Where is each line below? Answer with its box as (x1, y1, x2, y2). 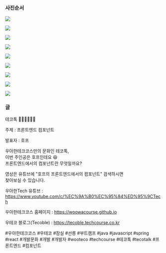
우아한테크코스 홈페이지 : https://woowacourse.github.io (5, 209, 117, 215)
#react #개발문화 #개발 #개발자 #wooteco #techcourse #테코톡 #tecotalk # (5, 236, 156, 242)
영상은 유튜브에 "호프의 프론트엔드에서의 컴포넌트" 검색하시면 (5, 171, 124, 177)
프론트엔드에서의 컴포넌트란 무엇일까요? (5, 160, 82, 166)
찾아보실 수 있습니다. (5, 177, 45, 183)
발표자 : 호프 (5, 137, 29, 143)
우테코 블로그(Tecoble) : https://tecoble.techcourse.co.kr (5, 219, 120, 225)
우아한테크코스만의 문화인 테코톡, (5, 148, 70, 154)
